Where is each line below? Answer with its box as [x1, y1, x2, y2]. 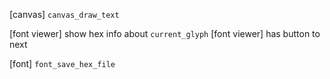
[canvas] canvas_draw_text [9, 9, 120, 20]
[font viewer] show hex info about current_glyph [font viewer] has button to [9, 28, 321, 39]
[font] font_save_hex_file [9, 58, 116, 69]
